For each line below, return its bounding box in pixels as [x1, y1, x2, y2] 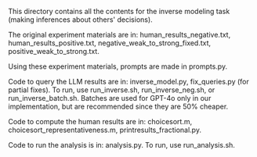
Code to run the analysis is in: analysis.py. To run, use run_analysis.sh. [8, 141, 235, 149]
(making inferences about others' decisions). [8, 15, 153, 24]
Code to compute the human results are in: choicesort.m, [8, 117, 193, 126]
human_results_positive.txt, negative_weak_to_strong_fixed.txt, [8, 38, 212, 48]
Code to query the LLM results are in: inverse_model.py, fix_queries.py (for [8, 77, 249, 86]
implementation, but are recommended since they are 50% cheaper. [8, 102, 229, 111]
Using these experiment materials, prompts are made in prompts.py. [8, 62, 228, 71]
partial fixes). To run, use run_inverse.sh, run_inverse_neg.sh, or [8, 85, 215, 95]
